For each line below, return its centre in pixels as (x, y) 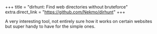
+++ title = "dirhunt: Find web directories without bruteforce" (67, 7)
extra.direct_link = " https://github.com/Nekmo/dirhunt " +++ (65, 12)
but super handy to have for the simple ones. (50, 26)
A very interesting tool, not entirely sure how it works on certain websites (79, 21)
